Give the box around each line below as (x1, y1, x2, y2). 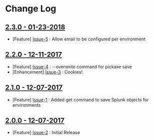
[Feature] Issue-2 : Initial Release (12, 130, 80, 136)
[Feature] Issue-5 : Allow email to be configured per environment (12, 36, 146, 42)
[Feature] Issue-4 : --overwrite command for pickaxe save (12, 63, 132, 70)
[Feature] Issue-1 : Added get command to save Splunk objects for (12, 97, 149, 103)
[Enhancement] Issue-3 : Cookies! (12, 69, 83, 75)
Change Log (5, 3, 56, 14)
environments (12, 102, 41, 108)
